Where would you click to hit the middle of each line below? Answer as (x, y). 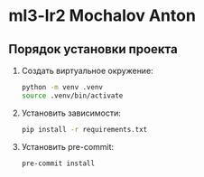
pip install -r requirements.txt (84, 129)
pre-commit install (58, 163)
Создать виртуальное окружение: (88, 70)
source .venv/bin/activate (72, 96)
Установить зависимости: (71, 113)
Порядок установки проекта (93, 49)
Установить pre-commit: (68, 146)
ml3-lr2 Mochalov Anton (102, 16)
